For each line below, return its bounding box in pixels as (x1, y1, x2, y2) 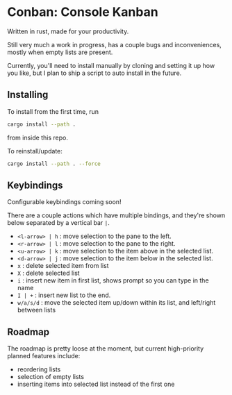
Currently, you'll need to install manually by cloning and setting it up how (7, 61, 215, 69)
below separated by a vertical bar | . (7, 219, 110, 227)
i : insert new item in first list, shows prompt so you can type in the (17, 276, 210, 285)
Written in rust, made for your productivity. (7, 27, 129, 35)
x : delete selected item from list (17, 262, 109, 270)
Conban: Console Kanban (7, 4, 158, 20)
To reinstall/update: (7, 146, 63, 155)
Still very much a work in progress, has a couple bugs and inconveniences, (7, 40, 222, 49)
